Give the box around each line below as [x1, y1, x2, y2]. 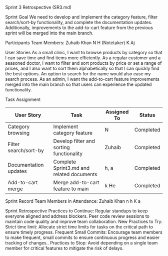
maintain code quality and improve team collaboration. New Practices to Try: [5, 218, 163, 224]
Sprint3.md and [53, 165, 90, 171]
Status [139, 111, 155, 118]
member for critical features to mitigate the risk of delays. [5, 245, 124, 251]
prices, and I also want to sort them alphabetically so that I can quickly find [5, 65, 159, 71]
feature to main [53, 185, 89, 192]
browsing [7, 130, 30, 136]
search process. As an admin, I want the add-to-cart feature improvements [5, 76, 160, 82]
